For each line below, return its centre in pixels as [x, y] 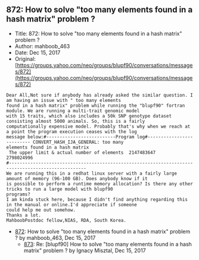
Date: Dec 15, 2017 [38, 52]
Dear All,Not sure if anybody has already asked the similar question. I [100, 95]
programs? [18, 194]
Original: [25, 58]
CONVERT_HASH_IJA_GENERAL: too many [78, 142]
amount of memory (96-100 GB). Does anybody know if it [77, 178]
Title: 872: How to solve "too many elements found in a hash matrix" [98, 33]
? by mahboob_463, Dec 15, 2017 [55, 237]
